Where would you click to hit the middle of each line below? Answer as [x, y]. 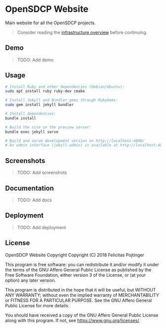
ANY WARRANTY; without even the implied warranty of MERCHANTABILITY [82, 295]
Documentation [30, 188]
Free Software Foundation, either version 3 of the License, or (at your [76, 275]
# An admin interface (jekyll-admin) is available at [62, 145]
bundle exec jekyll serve [32, 132]
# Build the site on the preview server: [48, 127]
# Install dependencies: [31, 114]
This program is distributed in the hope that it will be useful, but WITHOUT [81, 289]
